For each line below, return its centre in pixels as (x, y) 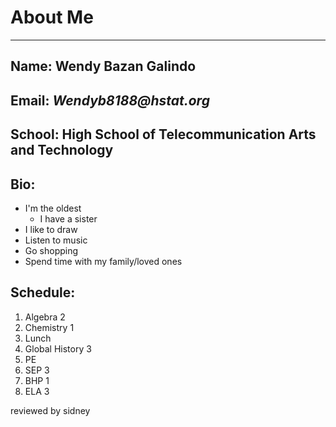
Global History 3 (58, 348)
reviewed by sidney (50, 410)
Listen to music (56, 240)
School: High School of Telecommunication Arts (163, 134)
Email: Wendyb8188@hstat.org (110, 100)
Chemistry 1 (49, 327)
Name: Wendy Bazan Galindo (103, 66)
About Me (52, 17)
